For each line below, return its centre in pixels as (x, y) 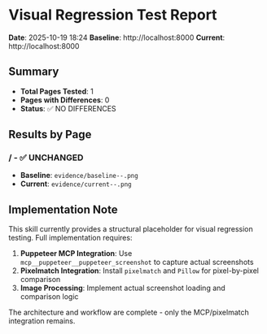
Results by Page (50, 134)
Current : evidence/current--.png (76, 184)
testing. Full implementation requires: (70, 238)
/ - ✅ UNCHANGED (46, 158)
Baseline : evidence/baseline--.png (79, 176)
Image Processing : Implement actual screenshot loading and (123, 288)
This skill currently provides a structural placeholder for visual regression (131, 229)
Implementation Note (63, 209)
